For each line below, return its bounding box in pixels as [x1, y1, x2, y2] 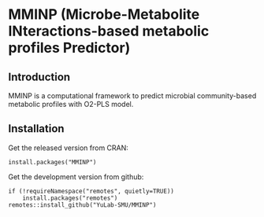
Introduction [8, 70, 71, 83]
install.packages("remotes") [22, 194, 118, 202]
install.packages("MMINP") [8, 158, 97, 166]
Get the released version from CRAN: [8, 143, 128, 153]
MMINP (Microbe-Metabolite [8, 6, 200, 24]
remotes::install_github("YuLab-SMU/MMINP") [8, 200, 157, 209]
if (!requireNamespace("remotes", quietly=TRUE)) [8, 187, 175, 195]
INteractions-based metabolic [8, 22, 210, 40]
